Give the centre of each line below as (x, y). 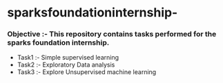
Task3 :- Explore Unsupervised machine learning (87, 72)
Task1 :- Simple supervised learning (68, 58)
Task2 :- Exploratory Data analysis (66, 65)
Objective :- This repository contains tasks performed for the (112, 34)
